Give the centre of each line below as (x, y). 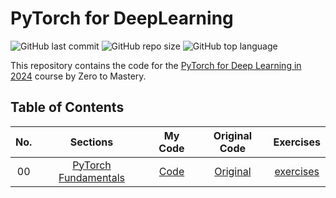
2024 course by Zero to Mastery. (78, 76)
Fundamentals (91, 177)
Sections (91, 142)
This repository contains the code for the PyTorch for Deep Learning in (156, 65)
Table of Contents (67, 107)
